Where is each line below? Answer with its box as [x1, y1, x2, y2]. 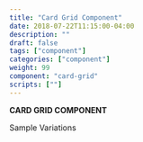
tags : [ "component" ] [9, 47, 87, 56]
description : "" [9, 30, 70, 39]
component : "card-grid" [9, 72, 99, 81]
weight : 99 [9, 64, 50, 73]
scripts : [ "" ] [9, 80, 63, 89]
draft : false [9, 38, 58, 48]
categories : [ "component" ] [9, 55, 111, 64]
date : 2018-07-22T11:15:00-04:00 [9, 22, 135, 31]
